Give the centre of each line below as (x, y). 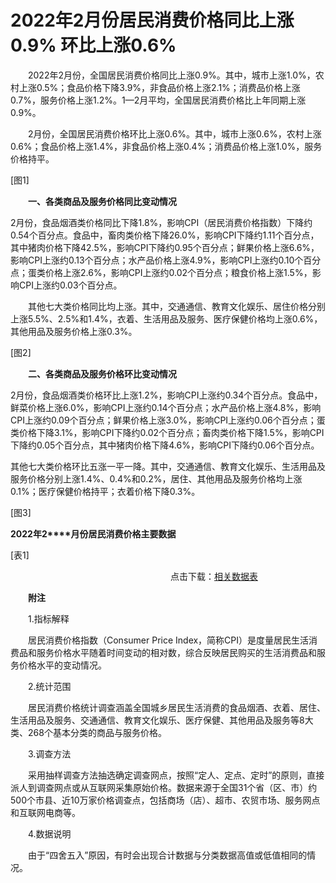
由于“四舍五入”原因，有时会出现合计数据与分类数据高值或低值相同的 (167, 855)
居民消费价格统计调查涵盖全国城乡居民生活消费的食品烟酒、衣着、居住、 (176, 707)
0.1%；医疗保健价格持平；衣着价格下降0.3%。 (105, 491)
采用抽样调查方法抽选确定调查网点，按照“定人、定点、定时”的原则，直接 (176, 775)
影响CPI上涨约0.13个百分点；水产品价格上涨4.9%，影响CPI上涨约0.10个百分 (166, 260)
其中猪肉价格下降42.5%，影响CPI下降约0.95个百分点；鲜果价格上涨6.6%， (165, 247)
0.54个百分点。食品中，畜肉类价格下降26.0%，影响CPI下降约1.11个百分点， (165, 235)
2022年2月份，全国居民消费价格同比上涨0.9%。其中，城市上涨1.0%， (171, 75)
